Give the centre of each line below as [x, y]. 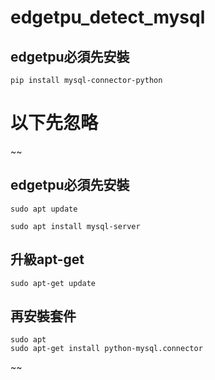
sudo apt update [44, 209]
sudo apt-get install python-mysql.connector [106, 349]
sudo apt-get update [53, 283]
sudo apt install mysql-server [75, 226]
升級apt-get [47, 259]
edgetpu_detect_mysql [108, 17]
